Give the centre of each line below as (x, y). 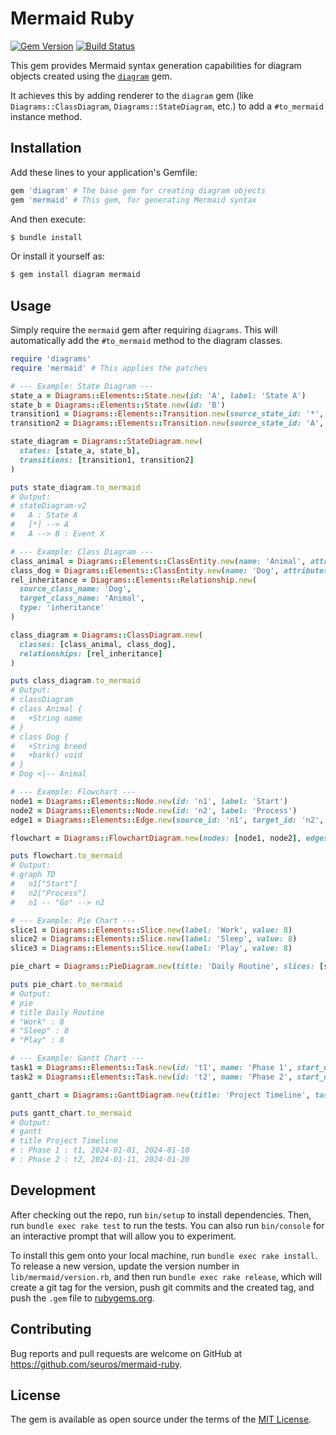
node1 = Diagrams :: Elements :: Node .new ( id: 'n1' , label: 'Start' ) (149, 801)
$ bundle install (46, 237)
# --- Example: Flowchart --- (73, 792)
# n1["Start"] (44, 884)
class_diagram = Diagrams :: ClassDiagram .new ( (106, 635)
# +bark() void (46, 755)
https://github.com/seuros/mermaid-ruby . (96, 1364)
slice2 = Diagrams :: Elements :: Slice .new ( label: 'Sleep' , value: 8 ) (154, 939)
